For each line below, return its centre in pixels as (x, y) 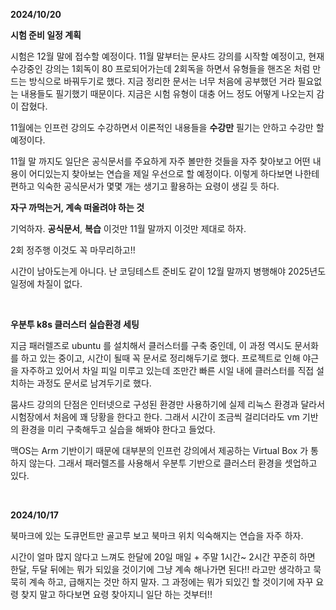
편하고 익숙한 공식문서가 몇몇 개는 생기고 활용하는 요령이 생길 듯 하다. (145, 186)
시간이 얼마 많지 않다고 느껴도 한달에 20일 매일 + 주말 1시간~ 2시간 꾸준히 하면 (163, 557)
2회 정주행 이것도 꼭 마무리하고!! (73, 250)
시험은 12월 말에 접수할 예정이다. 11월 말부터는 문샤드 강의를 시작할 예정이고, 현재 (167, 56)
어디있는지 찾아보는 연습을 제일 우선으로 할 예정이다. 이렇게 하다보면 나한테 (174, 173)
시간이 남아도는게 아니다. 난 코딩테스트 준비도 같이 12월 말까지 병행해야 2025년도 (168, 271)
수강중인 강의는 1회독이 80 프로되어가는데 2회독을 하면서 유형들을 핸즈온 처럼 (160, 68)
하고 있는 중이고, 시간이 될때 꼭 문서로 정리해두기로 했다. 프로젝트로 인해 (160, 358)
